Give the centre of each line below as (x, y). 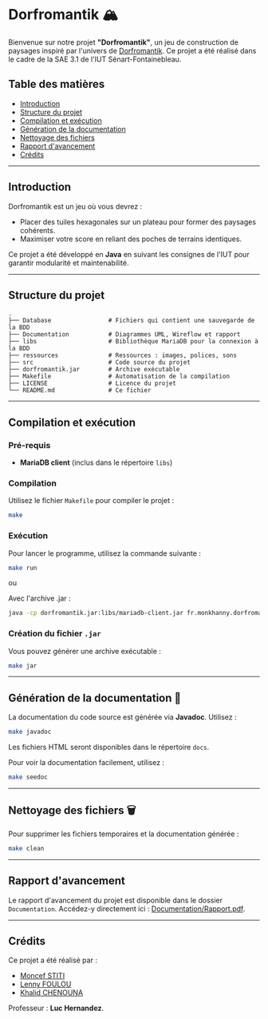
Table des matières (57, 84)
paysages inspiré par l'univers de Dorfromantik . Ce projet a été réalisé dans (132, 50)
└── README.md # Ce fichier (80, 391)
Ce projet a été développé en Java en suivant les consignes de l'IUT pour (129, 254)
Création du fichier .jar (55, 633)
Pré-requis (30, 445)
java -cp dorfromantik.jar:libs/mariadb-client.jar (96, 613)
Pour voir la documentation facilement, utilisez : (87, 763)
